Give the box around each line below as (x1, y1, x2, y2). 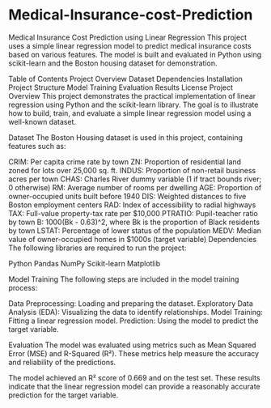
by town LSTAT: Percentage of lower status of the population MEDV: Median (8, 225, 261, 236)
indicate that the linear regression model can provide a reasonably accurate (8, 381, 260, 391)
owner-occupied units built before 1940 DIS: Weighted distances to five (8, 191, 247, 201)
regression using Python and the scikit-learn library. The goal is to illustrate (8, 100, 259, 109)
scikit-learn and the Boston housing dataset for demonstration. (8, 58, 218, 68)
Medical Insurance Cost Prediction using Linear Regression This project (8, 32, 247, 42)
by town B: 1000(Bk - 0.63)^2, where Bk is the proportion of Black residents (8, 217, 260, 227)
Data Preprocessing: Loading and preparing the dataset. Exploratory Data (8, 298, 253, 308)
